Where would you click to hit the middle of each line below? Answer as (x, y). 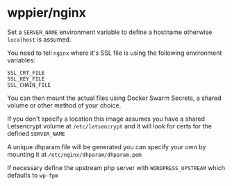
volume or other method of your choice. (64, 105)
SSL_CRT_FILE (26, 73)
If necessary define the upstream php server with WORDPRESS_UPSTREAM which (116, 167)
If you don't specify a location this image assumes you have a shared (106, 119)
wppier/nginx (47, 13)
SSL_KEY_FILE (26, 79)
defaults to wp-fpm (33, 175)
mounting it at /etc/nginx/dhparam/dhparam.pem (75, 154)
